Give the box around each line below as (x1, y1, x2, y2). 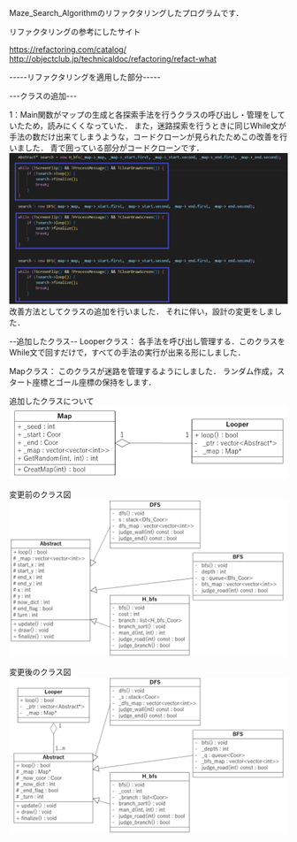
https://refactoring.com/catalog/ (9, 44, 126, 55)
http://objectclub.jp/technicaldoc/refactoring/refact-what (9, 54, 217, 64)
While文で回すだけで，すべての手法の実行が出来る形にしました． (9, 348, 246, 358)
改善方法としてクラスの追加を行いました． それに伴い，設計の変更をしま (9, 306, 275, 317)
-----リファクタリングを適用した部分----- (9, 72, 161, 82)
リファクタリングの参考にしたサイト (9, 27, 141, 37)
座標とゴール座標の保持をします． (32, 377, 156, 387)
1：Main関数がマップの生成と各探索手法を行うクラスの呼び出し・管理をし (9, 110, 278, 119)
